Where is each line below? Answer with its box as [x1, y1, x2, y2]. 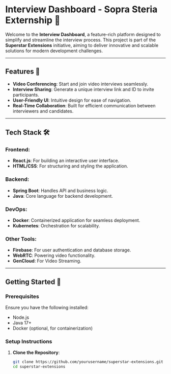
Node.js [12, 314, 30, 320]
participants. [12, 91, 39, 98]
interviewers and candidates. [12, 108, 74, 114]
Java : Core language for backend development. [12, 193, 113, 199]
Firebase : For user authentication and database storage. [12, 247, 131, 253]
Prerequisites [5, 293, 39, 300]
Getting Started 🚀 [5, 277, 62, 286]
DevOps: [5, 205, 27, 213]
